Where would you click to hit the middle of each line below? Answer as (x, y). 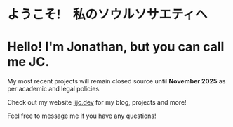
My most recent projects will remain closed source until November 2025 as (116, 81)
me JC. (28, 62)
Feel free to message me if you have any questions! (82, 116)
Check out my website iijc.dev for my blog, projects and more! (97, 102)
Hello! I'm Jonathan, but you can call (116, 47)
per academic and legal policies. (54, 89)
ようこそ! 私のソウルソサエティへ (107, 14)
